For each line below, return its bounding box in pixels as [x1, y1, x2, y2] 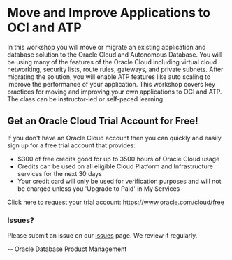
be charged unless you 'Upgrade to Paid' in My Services [17, 184, 180, 193]
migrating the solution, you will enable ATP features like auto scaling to [7, 72, 211, 81]
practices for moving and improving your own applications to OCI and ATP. [7, 87, 222, 96]
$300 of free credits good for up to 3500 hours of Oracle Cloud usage [17, 154, 220, 163]
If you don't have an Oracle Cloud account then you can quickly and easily [7, 133, 222, 142]
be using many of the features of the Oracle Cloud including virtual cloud [7, 57, 217, 66]
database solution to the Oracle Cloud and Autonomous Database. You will [7, 50, 222, 59]
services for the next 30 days [17, 169, 103, 178]
